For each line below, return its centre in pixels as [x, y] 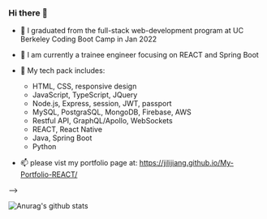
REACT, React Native [67, 130]
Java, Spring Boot [62, 138]
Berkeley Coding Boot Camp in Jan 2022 [88, 39]
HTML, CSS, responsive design [84, 86]
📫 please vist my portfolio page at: [79, 163]
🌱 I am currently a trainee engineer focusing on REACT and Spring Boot [140, 55]
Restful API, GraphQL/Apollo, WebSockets [102, 121]
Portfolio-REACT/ [49, 174]
